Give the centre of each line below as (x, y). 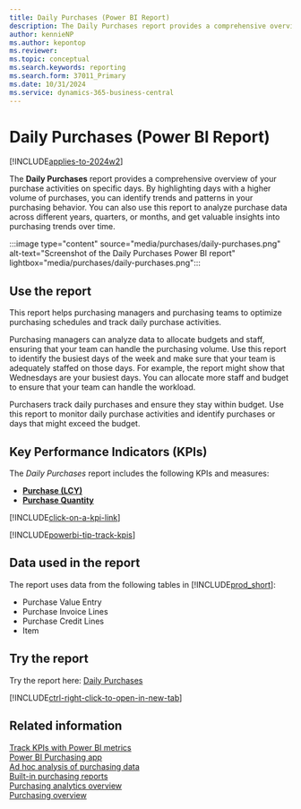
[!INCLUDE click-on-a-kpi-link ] (65, 518)
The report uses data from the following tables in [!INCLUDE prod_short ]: (142, 584)
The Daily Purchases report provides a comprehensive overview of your (143, 179)
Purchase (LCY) (52, 491)
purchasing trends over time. (63, 227)
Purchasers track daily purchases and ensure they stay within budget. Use (146, 405)
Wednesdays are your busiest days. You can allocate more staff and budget (149, 378)
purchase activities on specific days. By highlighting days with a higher (140, 188)
